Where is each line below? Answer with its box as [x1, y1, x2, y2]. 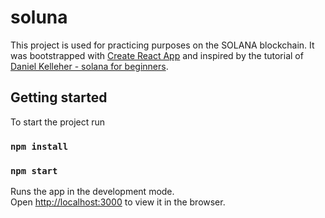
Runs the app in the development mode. [10, 185, 175, 197]
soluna [10, 6, 68, 29]
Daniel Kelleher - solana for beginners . [10, 60, 169, 72]
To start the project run [10, 116, 106, 128]
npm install [10, 141, 69, 152]
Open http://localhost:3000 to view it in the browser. [10, 196, 226, 208]
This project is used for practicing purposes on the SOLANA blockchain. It [10, 39, 315, 51]
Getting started [10, 89, 108, 106]
